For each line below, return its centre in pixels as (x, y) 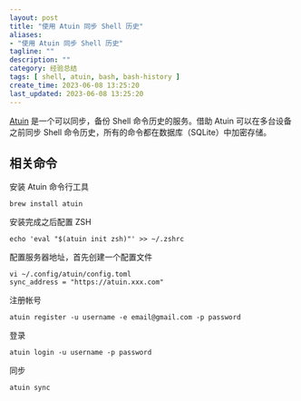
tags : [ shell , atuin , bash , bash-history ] (95, 77)
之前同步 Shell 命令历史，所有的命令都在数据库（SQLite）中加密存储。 (141, 132)
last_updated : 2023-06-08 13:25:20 (77, 93)
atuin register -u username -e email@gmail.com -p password (126, 318)
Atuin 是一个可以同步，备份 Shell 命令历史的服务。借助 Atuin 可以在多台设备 (150, 121)
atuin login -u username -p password (81, 353)
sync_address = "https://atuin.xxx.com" (87, 282)
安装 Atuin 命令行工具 (49, 187)
